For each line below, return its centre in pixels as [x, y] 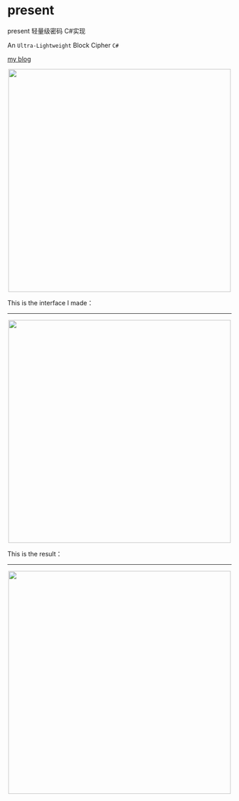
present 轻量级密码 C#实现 [47, 31]
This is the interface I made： [51, 302]
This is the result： [35, 553]
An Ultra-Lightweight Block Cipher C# [63, 45]
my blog [19, 58]
